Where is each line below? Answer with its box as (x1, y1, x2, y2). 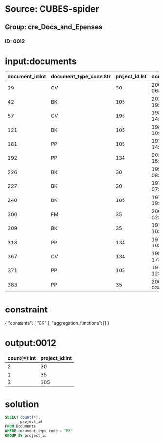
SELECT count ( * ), (5, 415, 41, 420)
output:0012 (5, 337, 57, 348)
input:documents (5, 55, 77, 66)
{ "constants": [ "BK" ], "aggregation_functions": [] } (5, 320, 110, 326)
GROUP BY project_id (5, 433, 47, 438)
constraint (5, 304, 48, 315)
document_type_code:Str (51, 73, 111, 80)
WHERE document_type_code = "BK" (5, 428, 73, 433)
